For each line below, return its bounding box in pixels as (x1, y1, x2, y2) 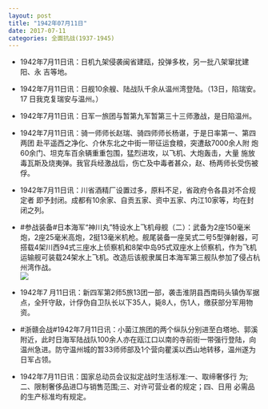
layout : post (8, 11, 52, 20)
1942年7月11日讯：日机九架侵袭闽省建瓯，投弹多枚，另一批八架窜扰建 (19, 57, 250, 67)
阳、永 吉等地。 (19, 67, 72, 77)
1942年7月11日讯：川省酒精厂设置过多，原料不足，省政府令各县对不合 (19, 185, 250, 195)
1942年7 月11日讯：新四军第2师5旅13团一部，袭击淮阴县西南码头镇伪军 (19, 288, 254, 298)
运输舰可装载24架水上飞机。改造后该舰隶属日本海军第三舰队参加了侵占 (19, 253, 254, 262)
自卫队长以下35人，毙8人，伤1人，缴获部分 (90, 298, 233, 307)
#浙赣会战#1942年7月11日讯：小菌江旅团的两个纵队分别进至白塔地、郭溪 (19, 325, 258, 334)
